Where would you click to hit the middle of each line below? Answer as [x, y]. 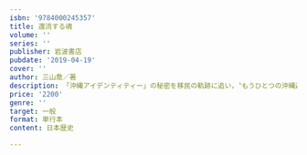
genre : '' [28, 103]
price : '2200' [37, 94]
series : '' [30, 43]
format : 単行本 [36, 119]
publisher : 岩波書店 [46, 52]
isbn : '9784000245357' [53, 18]
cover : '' [28, 69]
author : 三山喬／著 [43, 77]
